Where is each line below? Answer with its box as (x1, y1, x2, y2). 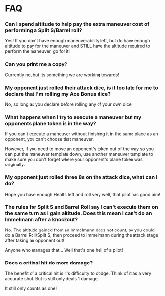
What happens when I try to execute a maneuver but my (5, 114, 142, 121)
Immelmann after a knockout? (5, 216, 78, 223)
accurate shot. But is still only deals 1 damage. (5, 276, 99, 282)
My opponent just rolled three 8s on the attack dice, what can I (5, 174, 158, 181)
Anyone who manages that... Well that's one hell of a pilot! (5, 247, 123, 253)
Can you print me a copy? (5, 61, 67, 67)
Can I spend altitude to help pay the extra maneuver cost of (5, 21, 150, 28)
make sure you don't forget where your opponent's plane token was (5, 156, 143, 163)
